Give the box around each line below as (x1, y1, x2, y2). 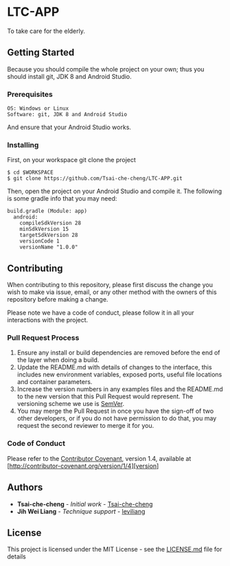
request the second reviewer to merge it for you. (16, 422, 154, 430)
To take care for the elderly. (7, 27, 86, 35)
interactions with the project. (7, 316, 89, 324)
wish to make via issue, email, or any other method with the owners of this (7, 288, 218, 296)
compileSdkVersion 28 (19, 220, 81, 227)
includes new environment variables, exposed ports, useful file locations (16, 370, 222, 378)
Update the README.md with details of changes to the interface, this (16, 363, 212, 372)
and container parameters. (16, 378, 93, 386)
